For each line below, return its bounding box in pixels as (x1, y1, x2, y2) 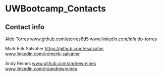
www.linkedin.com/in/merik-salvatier (5, 51, 80, 57)
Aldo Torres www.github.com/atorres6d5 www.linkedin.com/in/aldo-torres (5, 36, 157, 42)
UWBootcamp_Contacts (5, 3, 106, 14)
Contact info (5, 23, 45, 31)
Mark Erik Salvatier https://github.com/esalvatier (5, 46, 104, 51)
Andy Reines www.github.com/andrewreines (5, 61, 96, 66)
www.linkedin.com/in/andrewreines (5, 66, 78, 72)
